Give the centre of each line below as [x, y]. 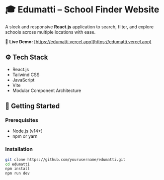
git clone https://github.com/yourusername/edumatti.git [65, 160]
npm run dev [17, 174]
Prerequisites [22, 120]
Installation [19, 149]
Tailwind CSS [26, 75]
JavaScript [23, 80]
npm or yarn [25, 136]
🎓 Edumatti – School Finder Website [82, 10]
